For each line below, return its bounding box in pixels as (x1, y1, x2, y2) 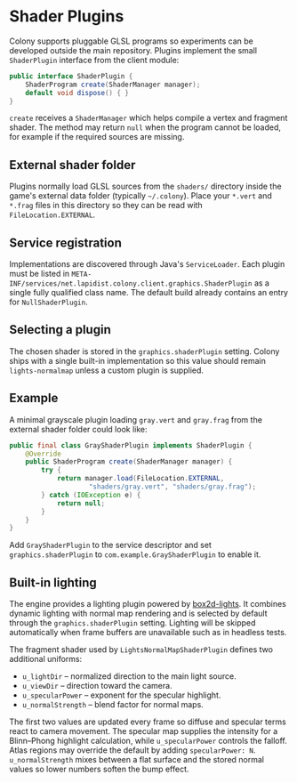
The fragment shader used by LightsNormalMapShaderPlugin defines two (9, 644, 274, 655)
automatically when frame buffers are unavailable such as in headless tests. (9, 627, 287, 638)
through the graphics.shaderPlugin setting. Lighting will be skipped (9, 618, 256, 628)
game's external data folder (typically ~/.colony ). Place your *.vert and (9, 190, 273, 201)
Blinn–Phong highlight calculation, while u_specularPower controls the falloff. (9, 736, 287, 747)
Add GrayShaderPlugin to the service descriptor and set (9, 540, 212, 551)
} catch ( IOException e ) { (41, 490, 141, 499)
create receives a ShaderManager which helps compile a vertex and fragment (9, 113, 288, 124)
